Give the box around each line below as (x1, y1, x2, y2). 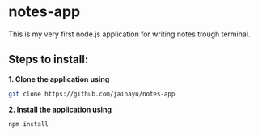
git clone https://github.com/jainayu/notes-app (8, 90, 176, 98)
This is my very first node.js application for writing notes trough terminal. (8, 29, 251, 39)
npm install (8, 120, 49, 128)
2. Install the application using (8, 104, 112, 114)
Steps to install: (8, 53, 89, 66)
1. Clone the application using (8, 74, 110, 83)
